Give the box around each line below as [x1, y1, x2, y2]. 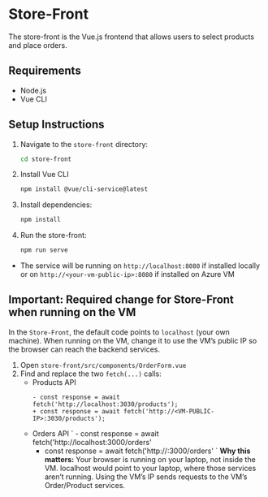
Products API [32, 377, 76, 387]
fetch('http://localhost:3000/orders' [32, 437, 152, 447]
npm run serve [19, 246, 68, 254]
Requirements [8, 64, 81, 78]
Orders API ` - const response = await [32, 428, 160, 439]
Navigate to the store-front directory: [19, 139, 149, 149]
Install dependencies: [19, 200, 93, 210]
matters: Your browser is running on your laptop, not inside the [44, 454, 256, 464]
